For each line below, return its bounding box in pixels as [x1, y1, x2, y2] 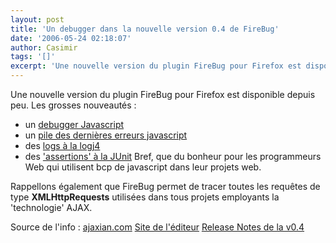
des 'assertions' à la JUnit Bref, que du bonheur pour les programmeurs [24, 151, 322, 162]
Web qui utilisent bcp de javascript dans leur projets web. [24, 161, 262, 173]
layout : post [10, 14, 65, 25]
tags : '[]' [10, 52, 56, 62]
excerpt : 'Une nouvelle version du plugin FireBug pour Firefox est [10, 61, 302, 71]
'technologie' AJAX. [10, 202, 93, 213]
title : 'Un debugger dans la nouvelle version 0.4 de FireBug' [10, 24, 280, 34]
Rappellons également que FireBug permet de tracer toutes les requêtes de [10, 181, 321, 192]
